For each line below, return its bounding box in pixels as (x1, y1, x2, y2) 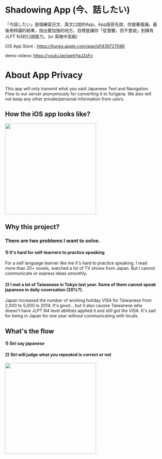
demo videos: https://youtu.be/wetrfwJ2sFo (5, 52, 93, 58)
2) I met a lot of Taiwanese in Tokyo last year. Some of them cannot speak (5, 281, 156, 287)
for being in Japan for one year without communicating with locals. (5, 313, 139, 319)
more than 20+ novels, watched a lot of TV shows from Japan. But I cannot (5, 265, 155, 271)
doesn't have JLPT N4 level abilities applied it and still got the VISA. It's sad (5, 308, 156, 313)
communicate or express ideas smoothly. (5, 270, 87, 277)
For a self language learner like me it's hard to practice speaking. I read (5, 260, 147, 266)
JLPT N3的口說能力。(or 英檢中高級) (5, 33, 78, 39)
